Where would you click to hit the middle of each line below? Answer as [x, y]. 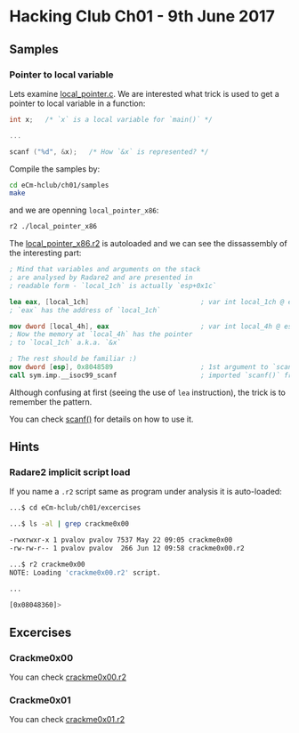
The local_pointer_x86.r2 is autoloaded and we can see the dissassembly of [148, 244]
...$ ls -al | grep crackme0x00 [69, 524]
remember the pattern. [51, 401]
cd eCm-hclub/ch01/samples [59, 185]
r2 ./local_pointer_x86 [53, 227]
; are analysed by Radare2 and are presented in [101, 278]
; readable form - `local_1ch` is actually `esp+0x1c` [113, 286]
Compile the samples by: [55, 169]
